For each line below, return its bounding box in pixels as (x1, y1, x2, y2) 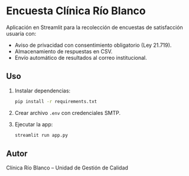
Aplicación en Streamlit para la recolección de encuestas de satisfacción (6, 24, 183, 31)
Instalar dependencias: (14, 87, 71, 94)
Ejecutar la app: (14, 120, 53, 128)
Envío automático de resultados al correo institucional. (14, 54, 148, 61)
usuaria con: (6, 30, 37, 37)
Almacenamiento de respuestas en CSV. (14, 47, 113, 55)
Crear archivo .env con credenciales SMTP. (14, 109, 121, 116)
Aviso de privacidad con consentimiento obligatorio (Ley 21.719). (14, 41, 172, 49)
